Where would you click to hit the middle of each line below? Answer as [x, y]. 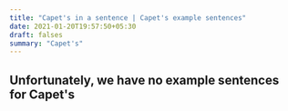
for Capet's [42, 94]
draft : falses [36, 35]
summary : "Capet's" [46, 43]
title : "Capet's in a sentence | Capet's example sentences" [128, 18]
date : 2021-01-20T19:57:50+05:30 [73, 26]
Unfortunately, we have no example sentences [144, 80]
